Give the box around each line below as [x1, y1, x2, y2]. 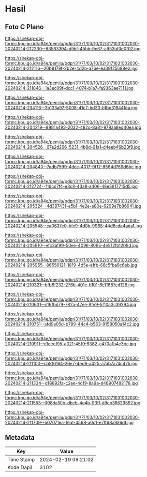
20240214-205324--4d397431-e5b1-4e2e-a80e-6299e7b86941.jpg [5, 203, 142, 209]
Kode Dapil [7, 464, 32, 471]
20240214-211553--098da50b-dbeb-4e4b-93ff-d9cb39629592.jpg [5, 400, 141, 405]
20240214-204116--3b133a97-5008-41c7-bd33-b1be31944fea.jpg [5, 105, 138, 110]
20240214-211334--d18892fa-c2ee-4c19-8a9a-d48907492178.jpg [5, 380, 138, 386]
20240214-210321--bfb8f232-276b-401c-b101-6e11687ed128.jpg [5, 282, 135, 288]
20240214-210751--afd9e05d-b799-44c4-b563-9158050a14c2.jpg [5, 321, 139, 327]
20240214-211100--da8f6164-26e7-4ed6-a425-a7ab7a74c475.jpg [5, 361, 138, 366]
